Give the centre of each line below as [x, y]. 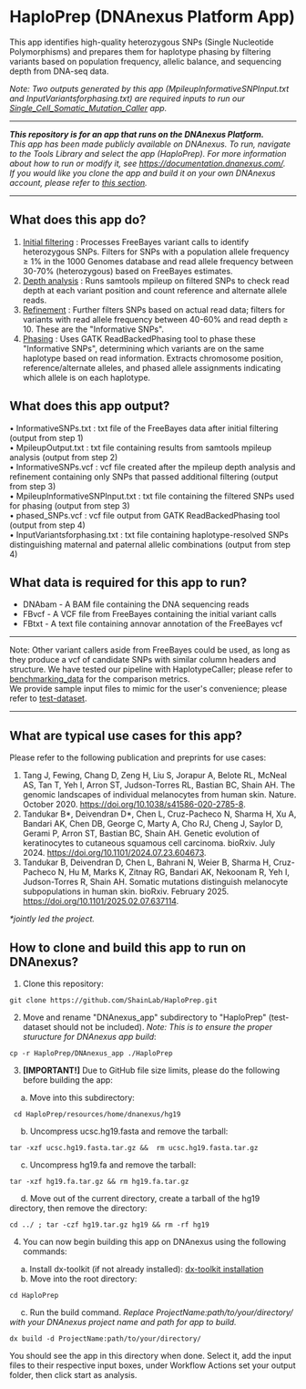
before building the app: [68, 1080]
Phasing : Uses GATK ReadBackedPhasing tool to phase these [139, 338]
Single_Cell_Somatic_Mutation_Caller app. [88, 108]
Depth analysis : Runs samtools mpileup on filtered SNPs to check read [156, 281]
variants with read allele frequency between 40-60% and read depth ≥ [155, 319]
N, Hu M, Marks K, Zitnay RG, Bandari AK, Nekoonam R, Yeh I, [173, 872]
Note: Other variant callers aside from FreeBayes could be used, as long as [150, 650]
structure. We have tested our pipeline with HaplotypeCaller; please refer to [151, 669]
